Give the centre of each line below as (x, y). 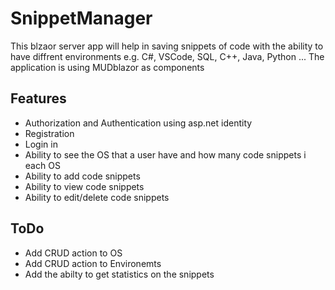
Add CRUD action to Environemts (93, 263)
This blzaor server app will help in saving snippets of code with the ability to (167, 46)
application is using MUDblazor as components (107, 67)
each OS (42, 165)
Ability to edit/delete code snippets (97, 197)
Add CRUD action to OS (73, 253)
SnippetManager (81, 18)
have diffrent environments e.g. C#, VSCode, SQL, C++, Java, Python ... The (167, 56)
